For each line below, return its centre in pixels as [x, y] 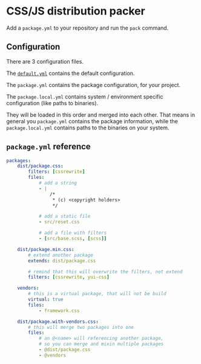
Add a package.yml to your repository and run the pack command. [87, 28]
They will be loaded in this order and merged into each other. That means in [101, 115]
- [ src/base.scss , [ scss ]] [73, 239]
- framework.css [59, 310]
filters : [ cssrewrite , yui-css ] [69, 277]
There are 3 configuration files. [45, 61]
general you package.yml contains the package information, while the [92, 121]
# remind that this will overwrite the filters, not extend [105, 271]
